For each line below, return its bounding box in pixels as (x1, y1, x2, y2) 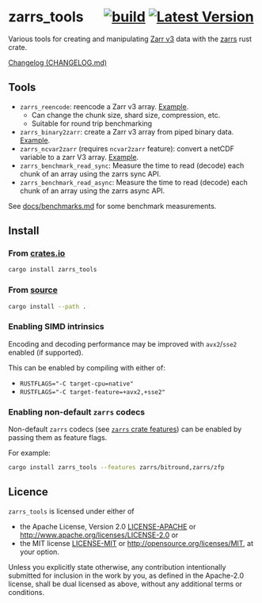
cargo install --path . (8, 302, 87, 310)
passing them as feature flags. (8, 433, 108, 442)
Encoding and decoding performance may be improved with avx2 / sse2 (8, 339, 237, 348)
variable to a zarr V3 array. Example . (19, 152, 139, 161)
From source (8, 285, 58, 296)
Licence (8, 485, 49, 499)
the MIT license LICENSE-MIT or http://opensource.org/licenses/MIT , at (19, 538, 254, 548)
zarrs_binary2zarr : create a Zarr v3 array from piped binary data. (19, 127, 234, 136)
